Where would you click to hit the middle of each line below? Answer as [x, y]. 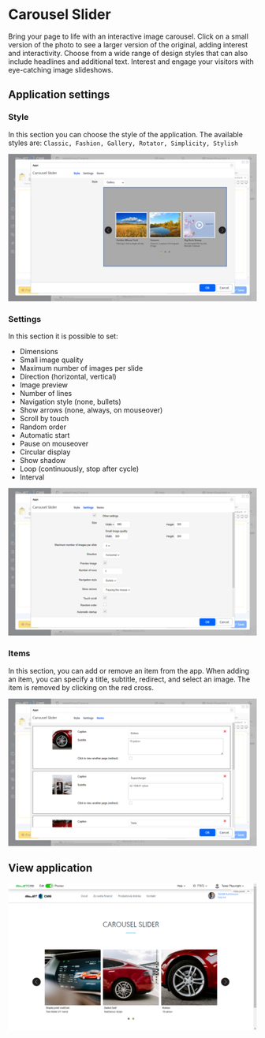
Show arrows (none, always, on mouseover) [91, 410]
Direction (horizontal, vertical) [68, 377]
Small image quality [52, 360]
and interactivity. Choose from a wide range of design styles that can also [128, 53]
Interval [32, 477]
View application [50, 868]
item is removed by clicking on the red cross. [81, 687]
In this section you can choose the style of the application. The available [125, 134]
